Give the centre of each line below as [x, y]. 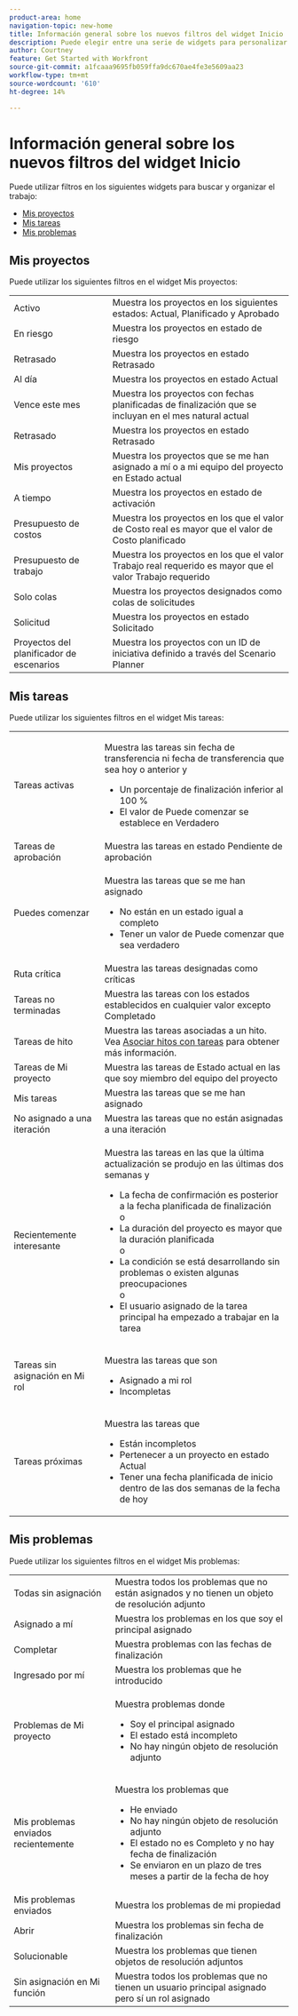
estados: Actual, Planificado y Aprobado [196, 314]
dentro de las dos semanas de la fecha [200, 1488]
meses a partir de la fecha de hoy [200, 1876]
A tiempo [32, 498]
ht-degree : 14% [37, 92]
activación [134, 504]
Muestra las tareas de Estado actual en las [192, 1067]
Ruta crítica [37, 974]
